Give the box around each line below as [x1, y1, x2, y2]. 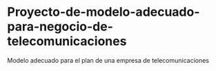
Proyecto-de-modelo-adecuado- [7, 4, 200, 20]
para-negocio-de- [7, 19, 114, 34]
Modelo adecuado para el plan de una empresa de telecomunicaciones [7, 56, 209, 64]
